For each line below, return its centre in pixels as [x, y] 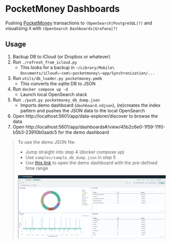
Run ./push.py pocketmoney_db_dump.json [56, 100]
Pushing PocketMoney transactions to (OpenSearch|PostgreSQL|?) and [79, 23]
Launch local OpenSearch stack [54, 94]
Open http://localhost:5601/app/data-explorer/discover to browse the [85, 116]
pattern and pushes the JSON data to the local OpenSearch [82, 110]
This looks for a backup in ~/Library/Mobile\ [67, 67]
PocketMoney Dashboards [63, 9]
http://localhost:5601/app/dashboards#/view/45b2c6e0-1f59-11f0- [95, 127]
